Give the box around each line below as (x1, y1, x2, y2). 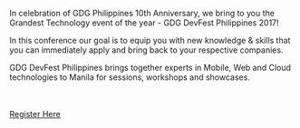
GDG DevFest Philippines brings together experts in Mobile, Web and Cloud (9, 63, 292, 73)
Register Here (9, 109, 61, 119)
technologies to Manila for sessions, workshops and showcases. (9, 72, 251, 83)
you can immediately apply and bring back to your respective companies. (9, 44, 284, 55)
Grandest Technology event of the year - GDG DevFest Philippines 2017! (9, 17, 279, 28)
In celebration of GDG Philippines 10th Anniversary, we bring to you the (9, 8, 275, 18)
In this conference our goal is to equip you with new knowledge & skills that (9, 35, 291, 45)
